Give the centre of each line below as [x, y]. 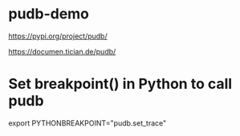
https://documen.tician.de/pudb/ [62, 51]
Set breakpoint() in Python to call [120, 84]
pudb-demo [49, 14]
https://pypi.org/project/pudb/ [58, 36]
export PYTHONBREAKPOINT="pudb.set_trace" [87, 123]
